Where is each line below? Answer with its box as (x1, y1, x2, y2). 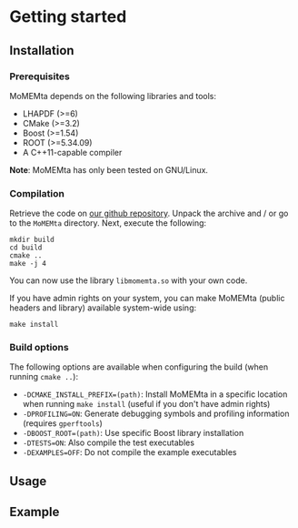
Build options (9, 341, 70, 354)
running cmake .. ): (9, 371, 79, 382)
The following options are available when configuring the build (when (9, 361, 269, 372)
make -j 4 (9, 259, 47, 269)
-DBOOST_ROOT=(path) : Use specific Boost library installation (22, 428, 244, 439)
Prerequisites (9, 70, 70, 83)
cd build (9, 243, 43, 252)
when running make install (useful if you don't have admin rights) (22, 399, 271, 410)
